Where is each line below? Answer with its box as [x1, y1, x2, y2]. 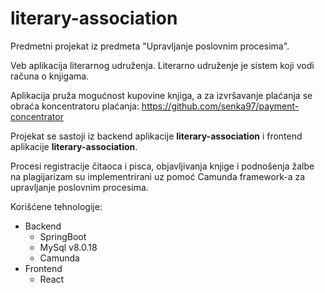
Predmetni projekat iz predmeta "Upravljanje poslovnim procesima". [10, 40, 290, 52]
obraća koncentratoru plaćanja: [10, 100, 140, 112]
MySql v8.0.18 [39, 241, 98, 253]
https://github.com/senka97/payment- [141, 100, 300, 112]
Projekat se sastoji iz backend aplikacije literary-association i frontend [10, 130, 303, 142]
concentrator [10, 110, 64, 122]
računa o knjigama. [10, 70, 90, 82]
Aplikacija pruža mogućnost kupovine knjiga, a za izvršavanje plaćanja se [10, 89, 313, 101]
